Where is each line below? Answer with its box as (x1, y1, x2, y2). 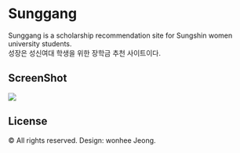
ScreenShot (8, 71, 67, 85)
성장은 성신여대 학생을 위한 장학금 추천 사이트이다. (8, 48, 162, 57)
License (8, 115, 48, 128)
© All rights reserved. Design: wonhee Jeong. (8, 135, 156, 145)
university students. (8, 38, 72, 48)
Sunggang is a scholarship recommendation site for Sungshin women (8, 31, 233, 40)
